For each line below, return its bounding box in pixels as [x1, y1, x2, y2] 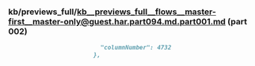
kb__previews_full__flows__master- [76, 6, 216, 17]
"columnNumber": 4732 [100, 44, 172, 52]
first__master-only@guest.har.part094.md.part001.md [8, 16, 226, 27]
